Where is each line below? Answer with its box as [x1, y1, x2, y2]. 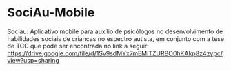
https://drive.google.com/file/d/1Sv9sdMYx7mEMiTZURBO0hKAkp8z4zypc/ [7, 49, 223, 57]
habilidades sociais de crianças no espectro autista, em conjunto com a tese [7, 34, 225, 42]
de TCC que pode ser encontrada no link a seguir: [7, 42, 150, 50]
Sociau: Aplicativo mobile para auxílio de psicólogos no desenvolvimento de [7, 27, 223, 35]
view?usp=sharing [7, 56, 60, 64]
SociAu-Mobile [7, 5, 95, 20]
